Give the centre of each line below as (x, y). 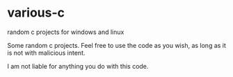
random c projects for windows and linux (66, 32)
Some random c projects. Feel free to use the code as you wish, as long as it (116, 45)
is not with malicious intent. (46, 53)
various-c (36, 13)
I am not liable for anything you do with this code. (78, 66)
